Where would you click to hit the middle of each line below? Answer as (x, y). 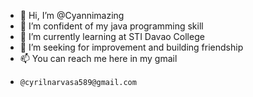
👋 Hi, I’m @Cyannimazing (72, 15)
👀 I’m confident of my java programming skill (111, 26)
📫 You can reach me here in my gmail (98, 58)
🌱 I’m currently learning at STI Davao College (112, 36)
